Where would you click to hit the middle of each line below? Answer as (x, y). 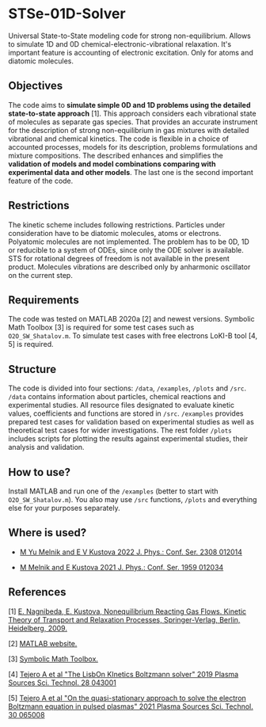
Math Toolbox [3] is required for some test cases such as (101, 327)
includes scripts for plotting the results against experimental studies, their (128, 439)
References (37, 592)
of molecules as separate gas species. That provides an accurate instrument (133, 122)
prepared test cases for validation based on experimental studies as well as (131, 422)
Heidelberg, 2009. (38, 628)
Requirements (44, 300)
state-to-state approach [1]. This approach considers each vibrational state (132, 113)
